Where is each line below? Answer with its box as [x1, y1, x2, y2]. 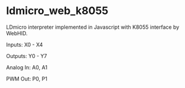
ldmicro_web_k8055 [6, 4, 109, 18]
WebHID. [6, 29, 28, 36]
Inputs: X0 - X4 [6, 41, 43, 48]
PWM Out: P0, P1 [6, 75, 47, 82]
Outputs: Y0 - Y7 [6, 52, 47, 59]
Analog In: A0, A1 [6, 63, 48, 71]
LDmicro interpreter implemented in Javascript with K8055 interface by [6, 23, 180, 31]
